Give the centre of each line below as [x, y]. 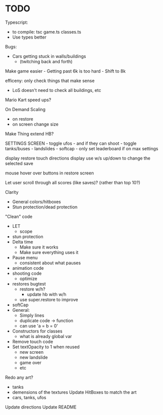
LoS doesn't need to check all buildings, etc [57, 90]
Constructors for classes [37, 331]
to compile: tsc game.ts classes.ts [47, 32]
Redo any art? [19, 377]
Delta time [23, 242]
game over [31, 362]
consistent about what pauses [50, 263]
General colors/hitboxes [36, 202]
